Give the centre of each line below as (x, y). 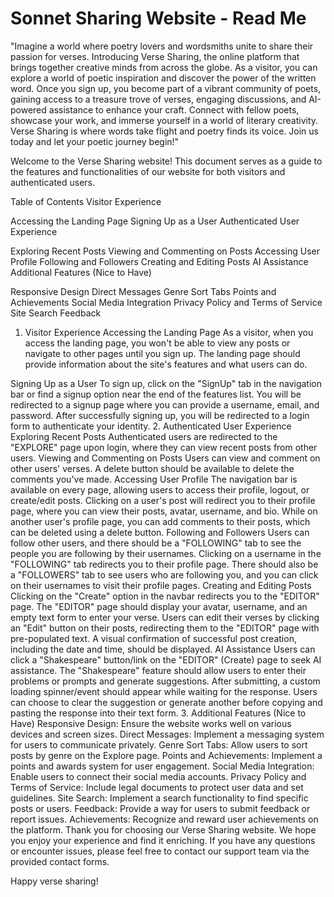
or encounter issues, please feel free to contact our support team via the (160, 851)
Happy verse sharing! (54, 881)
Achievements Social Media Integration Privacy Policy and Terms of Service (166, 302)
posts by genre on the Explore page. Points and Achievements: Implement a (166, 755)
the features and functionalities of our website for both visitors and (148, 171)
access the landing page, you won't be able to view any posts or (157, 343)
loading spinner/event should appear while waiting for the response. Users (164, 691)
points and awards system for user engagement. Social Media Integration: (162, 766)
